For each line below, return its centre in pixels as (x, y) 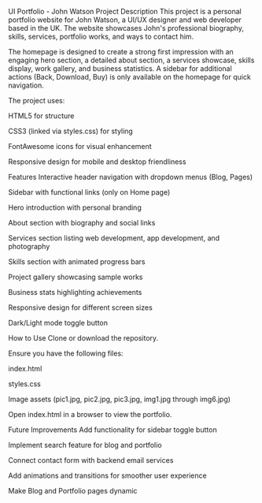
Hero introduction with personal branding (75, 207)
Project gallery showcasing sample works (76, 277)
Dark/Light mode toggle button (58, 323)
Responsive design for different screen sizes (81, 307)
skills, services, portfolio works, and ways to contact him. (101, 36)
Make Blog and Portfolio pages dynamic (73, 491)
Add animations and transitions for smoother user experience (107, 475)
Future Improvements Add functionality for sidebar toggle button (113, 430)
